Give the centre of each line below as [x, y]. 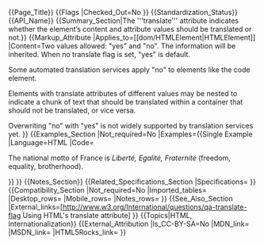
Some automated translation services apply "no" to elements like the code [129, 70]
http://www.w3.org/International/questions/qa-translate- [155, 207]
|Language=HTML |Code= [51, 142]
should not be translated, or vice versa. [72, 110]
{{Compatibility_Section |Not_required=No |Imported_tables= [108, 190]
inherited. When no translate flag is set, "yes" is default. [99, 54]
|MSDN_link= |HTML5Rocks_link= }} [67, 232]
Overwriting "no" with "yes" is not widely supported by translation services [131, 126]
